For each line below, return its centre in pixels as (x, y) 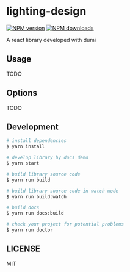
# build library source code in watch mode (63, 191)
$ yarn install (26, 147)
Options (22, 93)
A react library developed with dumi (51, 40)
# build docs (23, 208)
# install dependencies (37, 141)
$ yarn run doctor (30, 230)
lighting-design (46, 11)
